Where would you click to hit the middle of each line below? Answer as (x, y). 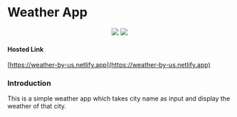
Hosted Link (26, 49)
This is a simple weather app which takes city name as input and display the (119, 99)
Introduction (29, 84)
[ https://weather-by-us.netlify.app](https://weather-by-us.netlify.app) (109, 65)
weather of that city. (37, 106)
